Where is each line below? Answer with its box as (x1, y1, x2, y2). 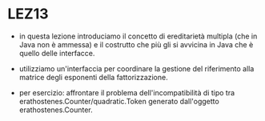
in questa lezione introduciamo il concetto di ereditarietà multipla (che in (18, 31, 258, 41)
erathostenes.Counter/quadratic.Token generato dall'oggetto (18, 96, 219, 106)
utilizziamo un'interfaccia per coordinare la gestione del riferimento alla (18, 63, 255, 73)
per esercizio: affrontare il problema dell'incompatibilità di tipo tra (18, 87, 235, 97)
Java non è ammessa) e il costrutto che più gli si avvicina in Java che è (18, 39, 254, 49)
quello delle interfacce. (18, 48, 95, 58)
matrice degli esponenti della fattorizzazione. (18, 72, 169, 82)
